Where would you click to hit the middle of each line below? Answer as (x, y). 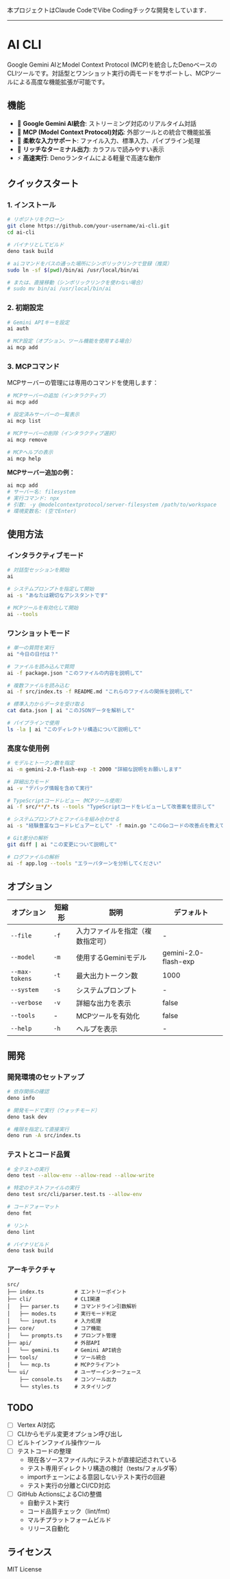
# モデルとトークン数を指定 (41, 763)
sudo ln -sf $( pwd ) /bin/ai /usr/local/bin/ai (73, 270)
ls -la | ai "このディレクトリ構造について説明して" (74, 729)
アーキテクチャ (31, 1270)
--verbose (26, 1003)
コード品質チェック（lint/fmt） (71, 1511)
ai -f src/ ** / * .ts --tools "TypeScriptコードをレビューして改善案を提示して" (111, 807)
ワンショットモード (39, 633)
